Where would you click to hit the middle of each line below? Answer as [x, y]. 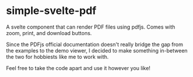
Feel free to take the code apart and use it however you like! [78, 68]
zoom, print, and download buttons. [49, 33]
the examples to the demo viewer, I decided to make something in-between [97, 50]
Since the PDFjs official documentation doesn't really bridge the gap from [94, 44]
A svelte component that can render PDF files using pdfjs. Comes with [91, 27]
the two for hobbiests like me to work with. [58, 57]
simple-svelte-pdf [51, 11]
